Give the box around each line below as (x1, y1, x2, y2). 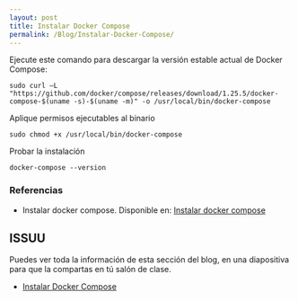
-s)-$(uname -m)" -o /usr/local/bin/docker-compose (73, 97, 271, 106)
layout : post (9, 13, 58, 22)
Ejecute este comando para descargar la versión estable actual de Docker (9, 55, 283, 66)
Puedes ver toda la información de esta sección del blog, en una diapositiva (9, 254, 290, 265)
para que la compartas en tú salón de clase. (9, 264, 172, 275)
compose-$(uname (9, 97, 70, 106)
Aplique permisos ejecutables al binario (9, 113, 155, 124)
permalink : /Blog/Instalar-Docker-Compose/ (9, 30, 175, 39)
